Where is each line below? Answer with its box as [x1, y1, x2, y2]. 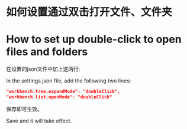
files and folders [6, 45, 88, 59]
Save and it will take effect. [6, 117, 72, 124]
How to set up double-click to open [6, 33, 182, 46]
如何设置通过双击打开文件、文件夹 [6, 5, 173, 19]
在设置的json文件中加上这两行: [6, 65, 80, 72]
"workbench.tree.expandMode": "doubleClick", [6, 89, 120, 95]
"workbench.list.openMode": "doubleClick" [6, 94, 112, 100]
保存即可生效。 [6, 105, 43, 113]
